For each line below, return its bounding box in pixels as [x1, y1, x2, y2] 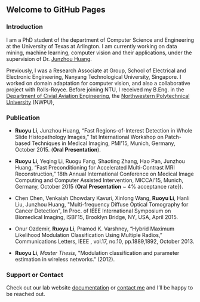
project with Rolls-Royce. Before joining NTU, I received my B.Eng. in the [6, 86, 184, 93]
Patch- [165, 133, 182, 140]
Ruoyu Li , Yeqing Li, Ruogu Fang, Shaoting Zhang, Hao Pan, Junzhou [14, 158, 185, 165]
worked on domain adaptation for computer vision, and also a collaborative [6, 79, 191, 87]
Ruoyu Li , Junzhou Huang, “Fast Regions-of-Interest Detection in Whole [14, 127, 193, 134]
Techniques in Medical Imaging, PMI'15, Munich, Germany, [32, 140, 176, 147]
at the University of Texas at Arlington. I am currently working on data [6, 42, 177, 50]
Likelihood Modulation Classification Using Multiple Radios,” [14, 231, 163, 238]
